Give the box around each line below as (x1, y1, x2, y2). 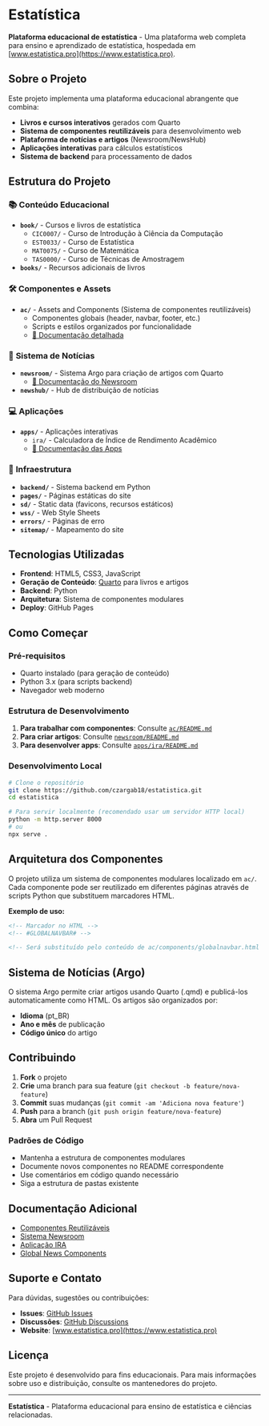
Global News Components (19, 1248, 106, 1258)
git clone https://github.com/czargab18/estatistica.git (8, 786, 203, 794)
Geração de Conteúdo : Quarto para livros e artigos (19, 578, 190, 587)
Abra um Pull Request (19, 1115, 93, 1124)
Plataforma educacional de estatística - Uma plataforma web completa (8, 32, 247, 42)
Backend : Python (19, 586, 78, 595)
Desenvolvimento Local (8, 760, 102, 771)
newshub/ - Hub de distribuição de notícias (19, 386, 159, 395)
